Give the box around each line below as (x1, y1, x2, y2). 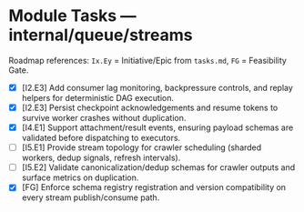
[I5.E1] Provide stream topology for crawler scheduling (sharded (21, 142, 262, 153)
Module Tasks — (8, 5, 137, 26)
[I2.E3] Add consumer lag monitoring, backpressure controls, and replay (21, 82, 293, 93)
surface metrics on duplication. (21, 172, 139, 183)
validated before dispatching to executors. (21, 133, 181, 144)
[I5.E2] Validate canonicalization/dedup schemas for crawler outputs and (21, 162, 296, 173)
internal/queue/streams (8, 25, 193, 45)
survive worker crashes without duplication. (21, 113, 187, 124)
